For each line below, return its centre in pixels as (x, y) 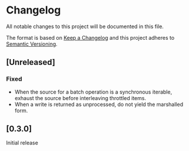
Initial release (22, 143)
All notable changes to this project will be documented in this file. (85, 26)
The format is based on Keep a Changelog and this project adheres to (90, 37)
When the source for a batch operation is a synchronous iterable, (93, 92)
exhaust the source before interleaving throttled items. (80, 98)
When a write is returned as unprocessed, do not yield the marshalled (99, 104)
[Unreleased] (31, 62)
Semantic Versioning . (32, 44)
